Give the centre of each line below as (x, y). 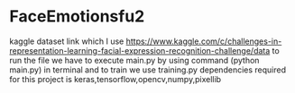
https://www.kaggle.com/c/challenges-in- (204, 41)
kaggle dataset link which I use (67, 41)
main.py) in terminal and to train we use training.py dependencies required (148, 70)
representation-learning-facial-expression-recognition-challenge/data (140, 50)
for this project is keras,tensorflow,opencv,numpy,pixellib (115, 79)
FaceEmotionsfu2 (77, 17)
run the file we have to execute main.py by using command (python (134, 60)
